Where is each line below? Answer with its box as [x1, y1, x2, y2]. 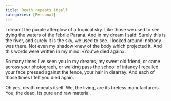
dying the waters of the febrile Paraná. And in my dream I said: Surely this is [5, 32, 166, 38]
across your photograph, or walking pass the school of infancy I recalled [5, 64, 159, 70]
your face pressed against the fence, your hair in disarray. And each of [5, 69, 155, 75]
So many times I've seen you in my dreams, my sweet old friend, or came [5, 58, 161, 64]
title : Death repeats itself [5, 7, 68, 13]
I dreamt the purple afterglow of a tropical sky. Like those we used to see [5, 26, 160, 32]
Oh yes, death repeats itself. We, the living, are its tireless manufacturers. [5, 84, 160, 90]
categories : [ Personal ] [5, 12, 56, 17]
